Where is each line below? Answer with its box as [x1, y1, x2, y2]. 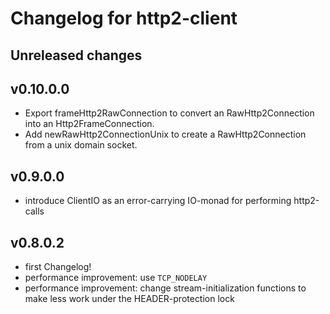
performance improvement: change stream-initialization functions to [24, 282, 307, 294]
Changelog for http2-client [10, 7, 238, 30]
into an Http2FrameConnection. [24, 118, 155, 130]
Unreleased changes [10, 47, 143, 64]
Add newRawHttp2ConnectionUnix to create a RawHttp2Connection [24, 128, 307, 141]
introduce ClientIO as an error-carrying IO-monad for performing [24, 195, 292, 207]
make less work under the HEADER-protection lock [24, 293, 235, 305]
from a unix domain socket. [24, 139, 138, 151]
